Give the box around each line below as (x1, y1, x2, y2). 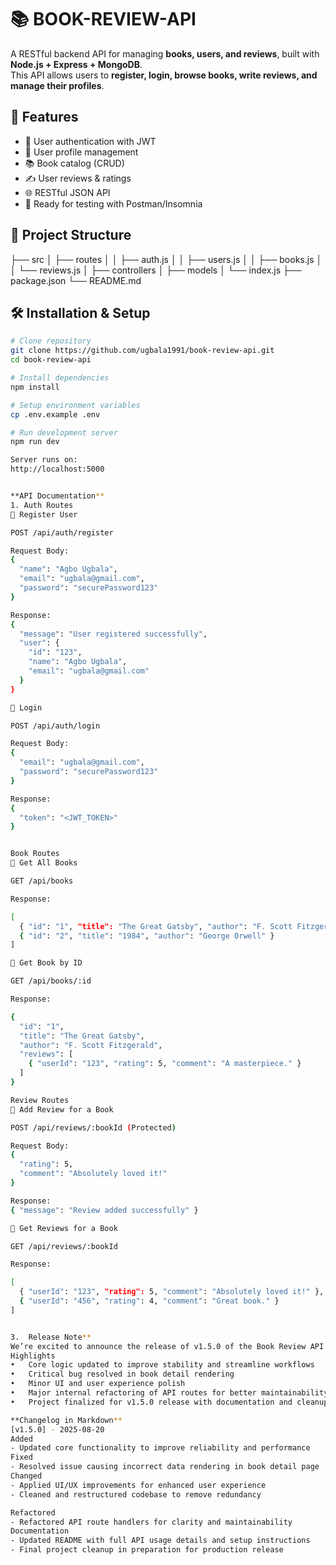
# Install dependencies (10, 373, 110, 383)
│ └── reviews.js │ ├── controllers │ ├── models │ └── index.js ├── (10, 264, 302, 276)
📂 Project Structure (10, 227, 132, 244)
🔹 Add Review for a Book (10, 1104, 114, 1115)
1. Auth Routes (10, 500, 74, 510)
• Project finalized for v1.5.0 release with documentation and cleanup (10, 1397, 329, 1407)
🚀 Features (10, 109, 79, 126)
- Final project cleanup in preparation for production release (10, 1545, 284, 1555)
